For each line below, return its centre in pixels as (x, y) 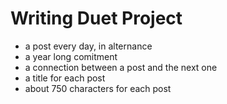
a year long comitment (71, 56)
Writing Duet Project (96, 18)
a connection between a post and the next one (121, 67)
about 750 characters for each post (98, 88)
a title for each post (65, 78)
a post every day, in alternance (88, 46)
